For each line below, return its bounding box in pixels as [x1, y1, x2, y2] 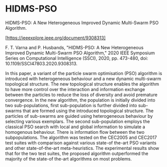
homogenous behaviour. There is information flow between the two [5, 129, 145, 135]
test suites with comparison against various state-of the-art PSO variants [5, 139, 157, 146]
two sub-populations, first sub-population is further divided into [5, 102, 137, 108]
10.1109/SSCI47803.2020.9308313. [5, 60, 78, 66]
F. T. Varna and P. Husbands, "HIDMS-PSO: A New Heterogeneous [5, 44, 144, 50]
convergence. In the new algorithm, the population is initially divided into [5, 97, 155, 103]
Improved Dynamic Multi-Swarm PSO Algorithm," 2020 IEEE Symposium [5, 50, 155, 56]
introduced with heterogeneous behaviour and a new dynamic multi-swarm [5, 75, 161, 81]
